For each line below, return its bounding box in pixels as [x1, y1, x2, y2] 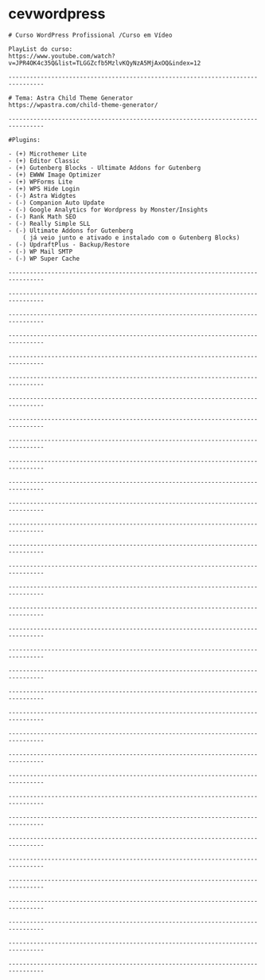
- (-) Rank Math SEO [8, 212, 77, 220]
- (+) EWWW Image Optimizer [8, 171, 102, 179]
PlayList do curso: [8, 45, 73, 53]
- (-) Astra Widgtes [8, 192, 77, 200]
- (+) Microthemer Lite [8, 149, 88, 158]
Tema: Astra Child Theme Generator [15, 93, 134, 102]
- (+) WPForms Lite [8, 177, 73, 186]
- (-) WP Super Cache [8, 255, 80, 263]
